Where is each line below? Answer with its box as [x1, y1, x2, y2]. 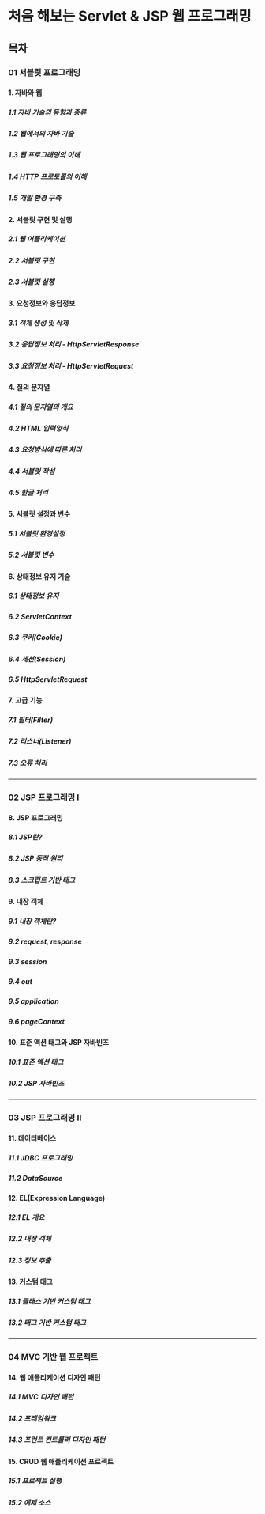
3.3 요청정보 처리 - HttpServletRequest [8, 361, 134, 370]
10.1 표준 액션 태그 [8, 1057, 64, 1066]
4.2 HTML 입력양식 [8, 423, 69, 433]
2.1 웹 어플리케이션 [8, 234, 65, 244]
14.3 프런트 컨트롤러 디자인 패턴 [8, 1435, 106, 1444]
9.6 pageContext [8, 1016, 65, 1026]
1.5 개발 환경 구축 [8, 193, 62, 202]
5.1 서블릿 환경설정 [8, 529, 65, 539]
